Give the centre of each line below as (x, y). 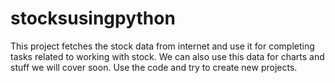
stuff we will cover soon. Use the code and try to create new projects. (154, 67)
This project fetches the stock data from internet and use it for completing (162, 46)
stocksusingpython (93, 18)
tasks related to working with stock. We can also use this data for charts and (167, 56)
